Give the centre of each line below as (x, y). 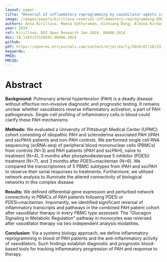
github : (13, 42)
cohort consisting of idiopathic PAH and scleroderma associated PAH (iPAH (82, 135)
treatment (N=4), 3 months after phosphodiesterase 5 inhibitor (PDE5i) (77, 156)
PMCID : (12, 61)
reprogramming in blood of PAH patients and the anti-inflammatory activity (82, 238)
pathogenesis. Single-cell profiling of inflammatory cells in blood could (78, 115)
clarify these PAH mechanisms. (37, 120)
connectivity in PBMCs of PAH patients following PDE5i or (64, 197)
